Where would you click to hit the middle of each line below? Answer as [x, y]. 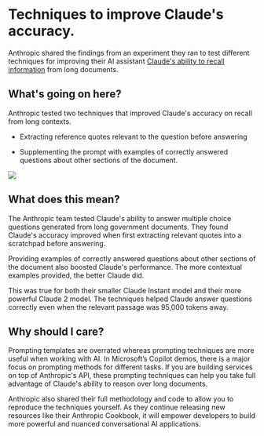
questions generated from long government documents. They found [118, 227]
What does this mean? [64, 200]
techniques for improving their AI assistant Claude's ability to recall [117, 61]
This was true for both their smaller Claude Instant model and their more [125, 290]
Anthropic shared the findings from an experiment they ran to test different [129, 53]
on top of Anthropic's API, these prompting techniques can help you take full [132, 376]
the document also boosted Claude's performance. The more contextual [125, 267]
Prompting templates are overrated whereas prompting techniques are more [131, 351]
